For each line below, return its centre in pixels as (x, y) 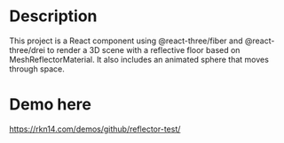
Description (53, 16)
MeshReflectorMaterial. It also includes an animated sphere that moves (139, 59)
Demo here (50, 105)
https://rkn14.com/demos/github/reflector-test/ (95, 129)
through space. (37, 69)
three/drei (28, 49)
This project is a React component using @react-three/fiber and (126, 41)
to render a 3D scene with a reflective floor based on (144, 49)
